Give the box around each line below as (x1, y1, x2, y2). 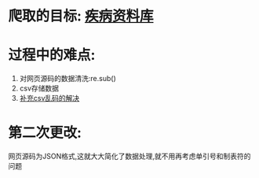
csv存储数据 (19, 83, 60, 93)
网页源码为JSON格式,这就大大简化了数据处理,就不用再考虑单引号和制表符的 (8, 151, 251, 161)
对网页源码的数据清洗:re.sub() (19, 74, 116, 83)
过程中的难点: (8, 46, 96, 64)
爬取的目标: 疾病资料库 (8, 7, 154, 25)
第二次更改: (8, 124, 82, 142)
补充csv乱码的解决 (19, 94, 80, 103)
